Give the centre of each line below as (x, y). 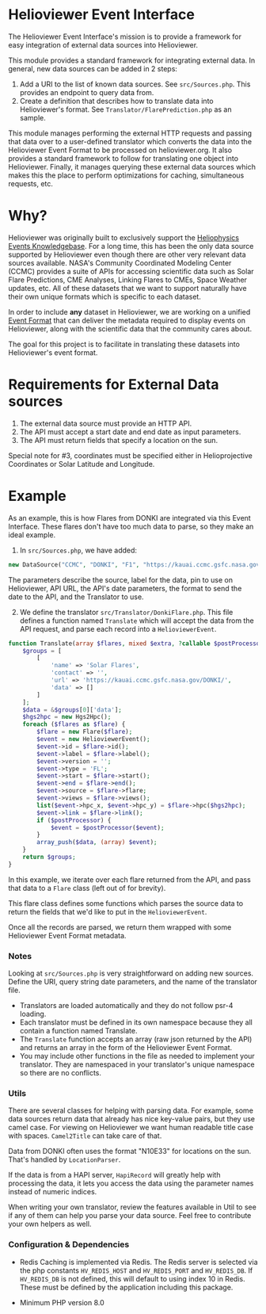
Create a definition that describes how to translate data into (116, 101)
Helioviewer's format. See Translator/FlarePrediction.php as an (125, 109)
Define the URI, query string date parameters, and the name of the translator (133, 982)
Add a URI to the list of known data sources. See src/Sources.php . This (135, 84)
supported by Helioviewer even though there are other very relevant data (127, 254)
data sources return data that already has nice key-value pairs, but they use (132, 1119)
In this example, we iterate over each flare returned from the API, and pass (129, 879)
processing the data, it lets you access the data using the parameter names (131, 1183)
